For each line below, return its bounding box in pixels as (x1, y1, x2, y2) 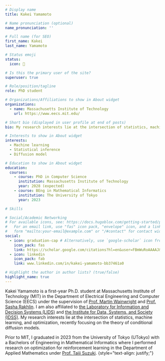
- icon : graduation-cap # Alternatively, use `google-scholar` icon (9, 238, 153, 243)
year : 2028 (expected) (18, 183, 65, 189)
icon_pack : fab (14, 256, 45, 261)
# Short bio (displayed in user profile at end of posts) (5, 120, 126, 125)
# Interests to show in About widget (5, 134, 82, 139)
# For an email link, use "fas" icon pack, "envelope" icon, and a (5, 224, 151, 229)
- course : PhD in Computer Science (14, 175, 87, 180)
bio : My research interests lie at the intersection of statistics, (5, 124, 148, 130)
